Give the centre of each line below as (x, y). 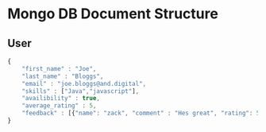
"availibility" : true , (61, 99)
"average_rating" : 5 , (59, 106)
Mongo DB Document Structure (113, 14)
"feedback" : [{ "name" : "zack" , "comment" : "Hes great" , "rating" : (137, 113)
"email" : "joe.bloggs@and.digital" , (84, 83)
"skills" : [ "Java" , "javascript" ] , (81, 91)
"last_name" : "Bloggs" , (63, 76)
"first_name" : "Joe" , (59, 68)
